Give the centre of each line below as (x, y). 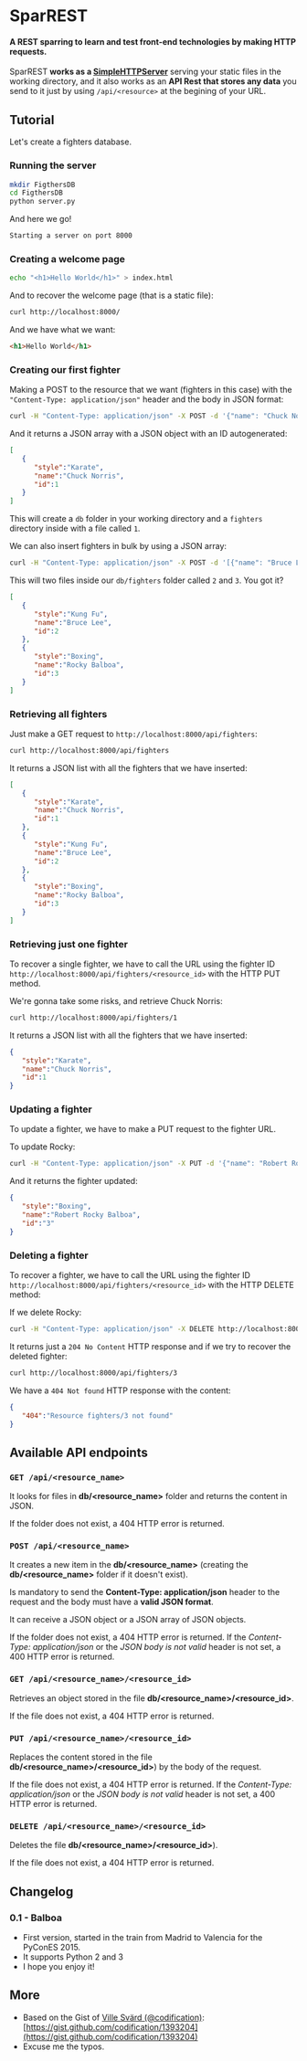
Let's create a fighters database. (71, 142)
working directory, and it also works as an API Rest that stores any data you (153, 81)
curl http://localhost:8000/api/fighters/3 (94, 1373)
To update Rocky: (42, 1147)
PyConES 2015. (51, 1947)
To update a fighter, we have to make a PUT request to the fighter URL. (143, 1129)
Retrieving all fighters (58, 713)
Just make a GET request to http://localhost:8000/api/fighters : (133, 734)
